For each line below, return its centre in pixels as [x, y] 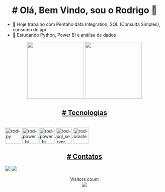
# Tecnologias [85, 113]
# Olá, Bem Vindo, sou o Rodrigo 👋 [85, 10]
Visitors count [85, 179]
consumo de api [29, 29]
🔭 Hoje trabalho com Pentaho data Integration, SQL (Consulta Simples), [86, 24]
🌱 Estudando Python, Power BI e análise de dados [64, 35]
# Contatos [85, 156]
